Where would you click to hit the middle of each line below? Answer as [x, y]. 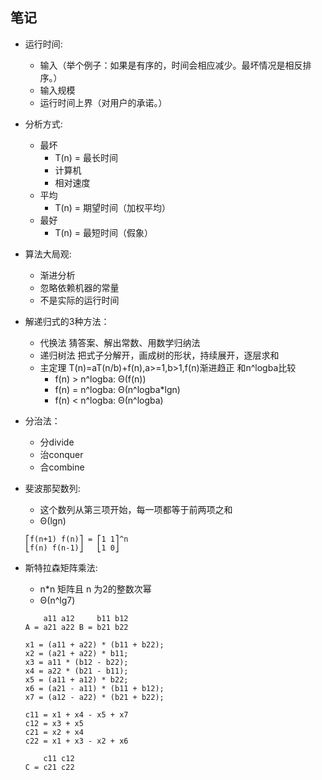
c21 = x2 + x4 [54, 732]
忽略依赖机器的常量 [79, 287]
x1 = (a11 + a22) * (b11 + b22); [94, 644]
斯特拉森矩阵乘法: [61, 567]
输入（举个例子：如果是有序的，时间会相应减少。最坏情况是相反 [171, 65]
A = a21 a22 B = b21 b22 [76, 627]
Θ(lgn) [53, 520]
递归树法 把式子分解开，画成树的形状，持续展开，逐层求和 [159, 355]
